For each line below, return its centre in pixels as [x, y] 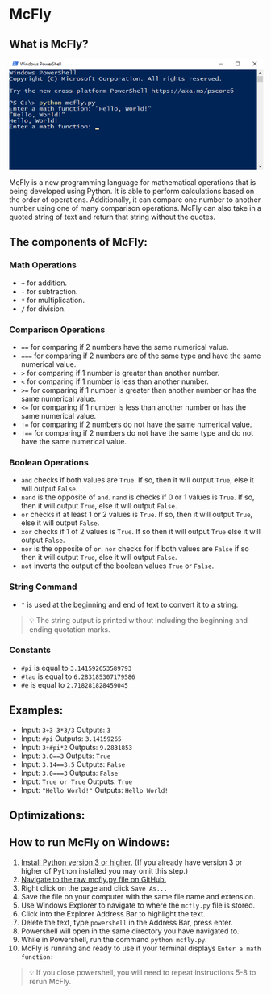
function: [38, 957]
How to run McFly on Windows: [90, 842]
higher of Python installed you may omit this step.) [104, 870]
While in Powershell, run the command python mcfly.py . [114, 939]
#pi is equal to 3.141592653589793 [76, 668]
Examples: [36, 711]
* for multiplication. [53, 300]
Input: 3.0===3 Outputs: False [69, 773]
